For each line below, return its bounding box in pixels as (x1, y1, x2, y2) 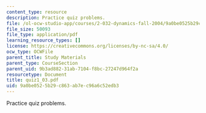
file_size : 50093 (6, 26, 51, 32)
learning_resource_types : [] (6, 37, 81, 43)
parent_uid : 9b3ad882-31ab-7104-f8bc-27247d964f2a (6, 65, 139, 72)
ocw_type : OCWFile (6, 49, 53, 55)
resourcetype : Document (6, 71, 67, 78)
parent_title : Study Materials (6, 54, 86, 60)
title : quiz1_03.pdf (6, 77, 59, 83)
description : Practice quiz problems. (6, 15, 105, 21)
